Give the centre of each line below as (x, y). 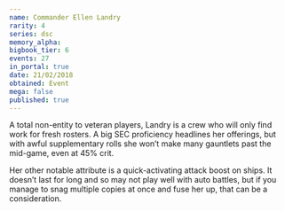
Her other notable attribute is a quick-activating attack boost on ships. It (141, 170)
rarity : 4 (28, 26)
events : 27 (29, 59)
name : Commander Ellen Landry (65, 17)
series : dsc (31, 34)
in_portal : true (39, 67)
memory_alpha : (36, 42)
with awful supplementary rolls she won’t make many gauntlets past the (140, 144)
